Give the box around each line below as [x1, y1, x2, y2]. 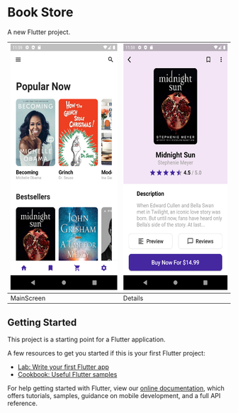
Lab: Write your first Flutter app [17, 363, 110, 371]
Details [123, 294, 144, 302]
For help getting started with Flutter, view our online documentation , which [7, 384, 225, 392]
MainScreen [10, 294, 46, 302]
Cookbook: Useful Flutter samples [17, 370, 118, 378]
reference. [7, 399, 38, 407]
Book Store [7, 4, 74, 21]
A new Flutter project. [7, 28, 71, 36]
